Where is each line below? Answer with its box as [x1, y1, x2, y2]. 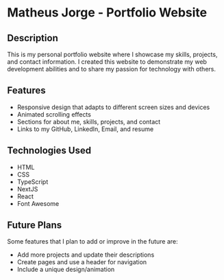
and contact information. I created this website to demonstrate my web [7, 58, 208, 66]
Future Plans [7, 220, 62, 231]
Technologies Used [7, 145, 91, 156]
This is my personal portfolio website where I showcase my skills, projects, [7, 50, 218, 58]
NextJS [16, 185, 38, 193]
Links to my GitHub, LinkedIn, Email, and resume [16, 125, 154, 133]
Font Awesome [16, 199, 60, 207]
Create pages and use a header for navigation [16, 258, 147, 266]
